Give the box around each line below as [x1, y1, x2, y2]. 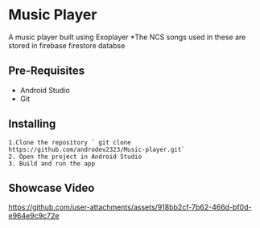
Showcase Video [8, 181, 95, 194]
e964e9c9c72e [8, 211, 60, 221]
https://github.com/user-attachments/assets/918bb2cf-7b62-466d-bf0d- [8, 202, 252, 212]
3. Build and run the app [8, 159, 95, 168]
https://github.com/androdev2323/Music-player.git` [8, 145, 185, 153]
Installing [8, 117, 56, 131]
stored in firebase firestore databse [8, 40, 126, 50]
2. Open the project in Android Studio [8, 153, 142, 161]
